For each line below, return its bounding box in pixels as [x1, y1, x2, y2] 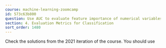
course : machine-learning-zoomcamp [5, 7, 79, 12]
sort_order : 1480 [5, 25, 41, 30]
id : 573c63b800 [5, 12, 37, 16]
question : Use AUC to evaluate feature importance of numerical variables [5, 16, 163, 21]
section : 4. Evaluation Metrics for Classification [5, 20, 114, 26]
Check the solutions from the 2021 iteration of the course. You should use [5, 38, 155, 44]
